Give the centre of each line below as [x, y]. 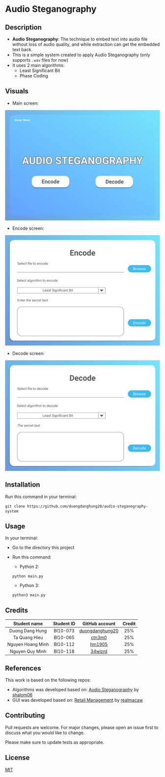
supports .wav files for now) [40, 60]
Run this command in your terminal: [41, 496]
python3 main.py [29, 595]
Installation [23, 485]
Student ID [64, 623]
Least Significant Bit [40, 71]
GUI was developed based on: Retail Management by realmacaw [78, 700]
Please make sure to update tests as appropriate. [55, 742]
